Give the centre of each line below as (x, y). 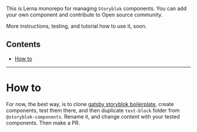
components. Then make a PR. (43, 123)
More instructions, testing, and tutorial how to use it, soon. (77, 26)
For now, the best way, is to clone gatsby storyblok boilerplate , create (90, 104)
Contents (23, 44)
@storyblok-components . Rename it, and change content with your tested (93, 116)
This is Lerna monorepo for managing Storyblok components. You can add (96, 9)
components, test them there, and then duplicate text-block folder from (93, 110)
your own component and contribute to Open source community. (84, 15)
